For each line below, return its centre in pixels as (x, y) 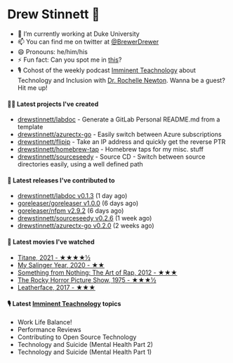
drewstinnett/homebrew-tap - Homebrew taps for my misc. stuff (110, 150)
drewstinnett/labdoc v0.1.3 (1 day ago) (72, 196)
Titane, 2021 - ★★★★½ (54, 257)
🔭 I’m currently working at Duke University (79, 34)
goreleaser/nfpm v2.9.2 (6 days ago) (71, 211)
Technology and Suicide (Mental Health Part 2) (85, 344)
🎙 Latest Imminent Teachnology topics (64, 304)
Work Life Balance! (45, 322)
